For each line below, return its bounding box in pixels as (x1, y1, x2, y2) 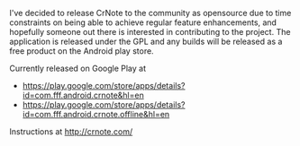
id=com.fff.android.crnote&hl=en (22, 90, 144, 100)
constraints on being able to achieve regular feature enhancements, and (9, 17, 277, 28)
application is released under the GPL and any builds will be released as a (9, 36, 283, 47)
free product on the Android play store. (9, 46, 155, 56)
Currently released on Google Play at (9, 63, 147, 73)
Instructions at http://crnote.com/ (9, 126, 133, 137)
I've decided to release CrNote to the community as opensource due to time (9, 8, 292, 18)
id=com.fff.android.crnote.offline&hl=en (22, 109, 170, 119)
